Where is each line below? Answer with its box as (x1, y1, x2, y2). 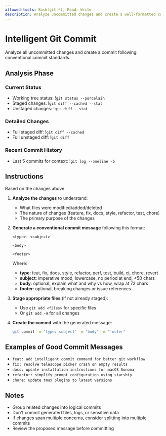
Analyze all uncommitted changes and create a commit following (5, 49, 137, 55)
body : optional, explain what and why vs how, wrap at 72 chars (19, 280, 148, 286)
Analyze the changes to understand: (12, 195, 88, 201)
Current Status (5, 84, 41, 90)
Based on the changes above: (5, 185, 66, 191)
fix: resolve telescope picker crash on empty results (12, 362, 128, 367)
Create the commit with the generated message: (12, 319, 112, 325)
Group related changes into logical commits (12, 404, 101, 410)
